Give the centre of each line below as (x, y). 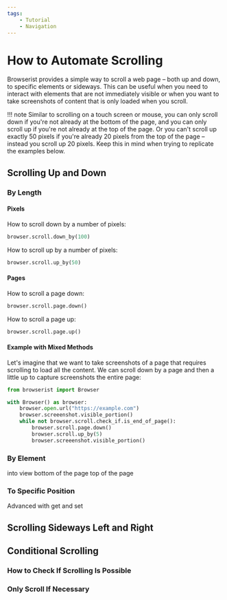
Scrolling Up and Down (57, 173)
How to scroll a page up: (42, 319)
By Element (26, 458)
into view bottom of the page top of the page (70, 473)
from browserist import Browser (53, 389)
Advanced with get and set (45, 506)
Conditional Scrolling (53, 551)
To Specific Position (41, 491)
